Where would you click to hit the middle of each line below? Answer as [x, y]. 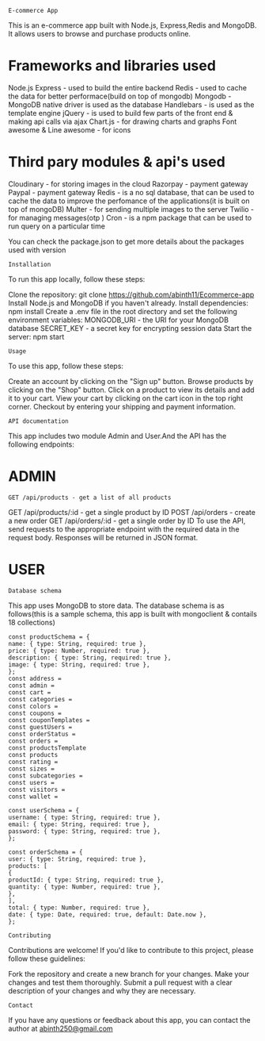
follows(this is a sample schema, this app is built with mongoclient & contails [132, 613]
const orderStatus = [42, 734]
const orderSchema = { [45, 852]
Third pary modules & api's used [117, 162]
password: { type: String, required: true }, [84, 831]
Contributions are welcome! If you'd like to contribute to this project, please [131, 950]
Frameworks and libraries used [112, 66]
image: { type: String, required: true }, [79, 665]
